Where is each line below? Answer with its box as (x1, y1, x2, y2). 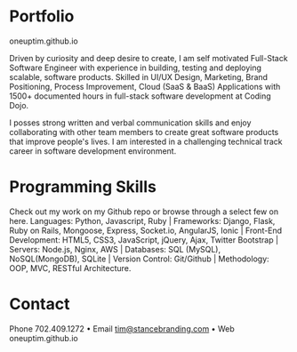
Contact (9, 294, 70, 315)
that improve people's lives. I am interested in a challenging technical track (9, 136, 283, 147)
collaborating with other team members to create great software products (9, 126, 279, 137)
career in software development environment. (9, 145, 177, 156)
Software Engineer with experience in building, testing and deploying (9, 62, 262, 73)
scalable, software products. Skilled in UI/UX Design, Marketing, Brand (9, 71, 269, 82)
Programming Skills (9, 177, 157, 197)
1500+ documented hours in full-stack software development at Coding (9, 91, 271, 101)
